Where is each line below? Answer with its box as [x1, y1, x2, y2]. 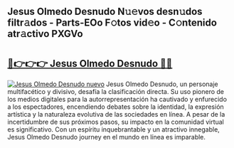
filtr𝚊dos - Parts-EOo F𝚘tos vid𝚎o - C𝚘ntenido [7, 17, 217, 29]
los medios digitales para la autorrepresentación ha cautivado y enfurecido [7, 95, 228, 103]
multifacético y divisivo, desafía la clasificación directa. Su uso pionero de [7, 88, 225, 95]
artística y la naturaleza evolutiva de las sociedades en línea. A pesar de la [7, 110, 225, 118]
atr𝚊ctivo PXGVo [7, 28, 83, 40]
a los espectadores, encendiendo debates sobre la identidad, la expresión [7, 102, 224, 111]
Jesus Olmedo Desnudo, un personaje [106, 80, 218, 88]
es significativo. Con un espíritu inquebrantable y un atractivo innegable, [7, 125, 220, 134]
